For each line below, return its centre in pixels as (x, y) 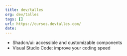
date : (11, 28)
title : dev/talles (24, 10)
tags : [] (14, 19)
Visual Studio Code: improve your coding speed (61, 48)
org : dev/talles (22, 14)
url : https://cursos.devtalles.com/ (43, 24)
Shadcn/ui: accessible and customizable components (67, 42)
